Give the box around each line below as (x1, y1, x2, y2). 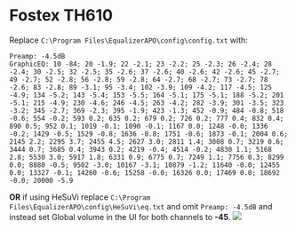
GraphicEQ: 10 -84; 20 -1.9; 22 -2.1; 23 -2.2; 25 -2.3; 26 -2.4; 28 (9, 59, 273, 68)
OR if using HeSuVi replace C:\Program (9, 192, 151, 202)
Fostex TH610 (9, 5, 114, 26)
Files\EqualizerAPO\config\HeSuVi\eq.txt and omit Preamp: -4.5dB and (9, 201, 273, 211)
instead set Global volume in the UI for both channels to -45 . (9, 211, 231, 222)
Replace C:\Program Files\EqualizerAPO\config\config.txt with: (9, 35, 249, 45)
